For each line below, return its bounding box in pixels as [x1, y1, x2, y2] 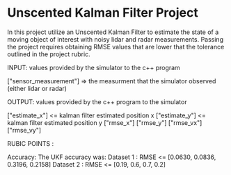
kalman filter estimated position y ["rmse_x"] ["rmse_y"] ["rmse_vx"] [7, 118, 202, 126]
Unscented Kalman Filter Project [7, 5, 198, 21]
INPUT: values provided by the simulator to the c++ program [7, 63, 181, 72]
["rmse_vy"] [7, 126, 42, 134]
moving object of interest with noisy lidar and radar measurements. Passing [7, 35, 224, 43]
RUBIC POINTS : [7, 139, 54, 147]
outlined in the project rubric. [7, 50, 90, 58]
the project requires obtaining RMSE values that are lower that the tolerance [7, 42, 225, 51]
